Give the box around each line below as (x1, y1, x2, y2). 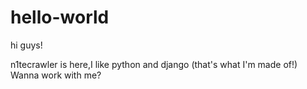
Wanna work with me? (10, 69, 102, 81)
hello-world (10, 6, 110, 29)
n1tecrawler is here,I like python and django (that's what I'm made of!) (10, 58, 298, 70)
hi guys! (10, 39, 43, 51)
